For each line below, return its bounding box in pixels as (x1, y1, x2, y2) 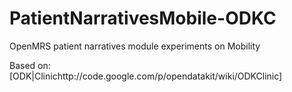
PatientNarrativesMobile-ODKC (9, 7, 277, 30)
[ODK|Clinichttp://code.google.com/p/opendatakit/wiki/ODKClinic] (9, 70, 283, 82)
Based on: (9, 59, 51, 71)
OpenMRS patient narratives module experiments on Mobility (9, 40, 261, 52)
